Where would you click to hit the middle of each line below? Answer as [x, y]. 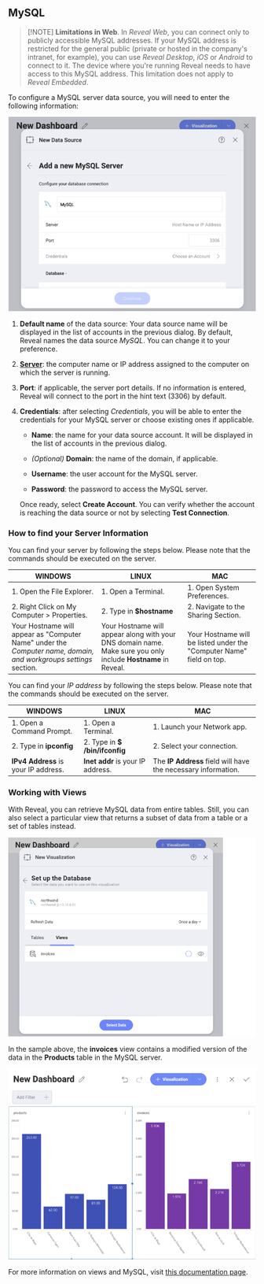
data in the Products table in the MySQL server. [85, 1057]
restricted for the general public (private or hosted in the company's [137, 48]
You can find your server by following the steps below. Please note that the [129, 550]
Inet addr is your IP [115, 761]
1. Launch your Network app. [200, 727]
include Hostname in [135, 660]
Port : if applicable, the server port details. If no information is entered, [133, 387]
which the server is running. [65, 372]
